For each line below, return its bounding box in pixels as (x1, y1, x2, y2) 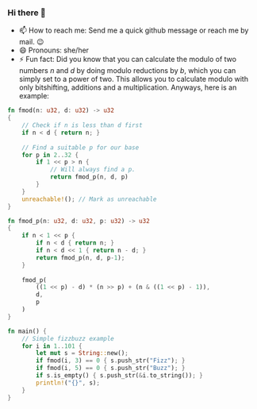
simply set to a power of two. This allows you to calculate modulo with (18, 75, 249, 84)
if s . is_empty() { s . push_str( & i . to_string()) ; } (36, 372, 203, 380)
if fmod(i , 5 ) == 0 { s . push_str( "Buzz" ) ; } (36, 365, 186, 372)
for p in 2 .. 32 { (21, 151, 79, 159)
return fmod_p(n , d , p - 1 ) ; (36, 253, 125, 261)
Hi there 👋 (7, 7, 47, 18)
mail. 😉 (18, 37, 44, 47)
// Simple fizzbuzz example (21, 334, 114, 342)
